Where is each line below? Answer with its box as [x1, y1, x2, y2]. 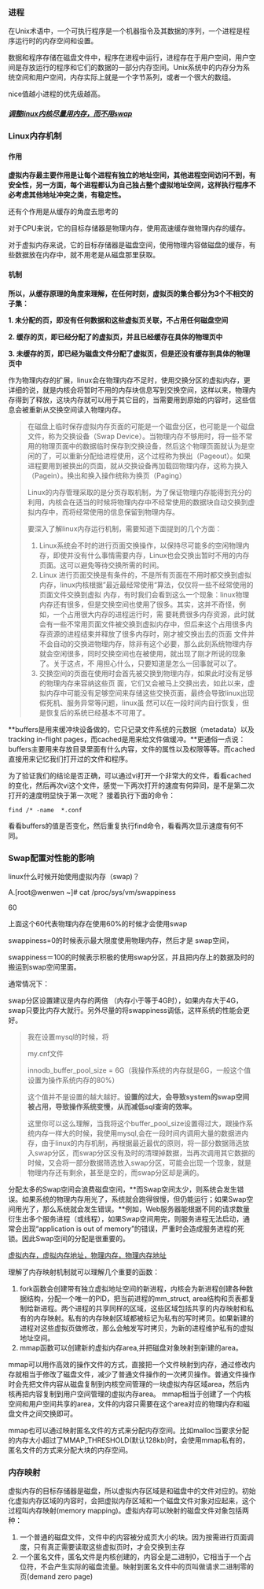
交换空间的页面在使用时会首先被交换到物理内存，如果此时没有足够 [38, 668, 253, 678]
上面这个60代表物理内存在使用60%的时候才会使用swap [8, 918, 188, 928]
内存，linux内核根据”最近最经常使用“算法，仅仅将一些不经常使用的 [38, 580, 254, 589]
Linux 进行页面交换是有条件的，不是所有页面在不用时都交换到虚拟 [38, 570, 252, 579]
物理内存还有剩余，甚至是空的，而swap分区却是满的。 [27, 1167, 204, 1177]
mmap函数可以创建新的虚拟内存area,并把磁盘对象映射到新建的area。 [19, 1343, 243, 1352]
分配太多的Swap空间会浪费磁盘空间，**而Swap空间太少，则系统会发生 [8, 1184, 237, 1194]
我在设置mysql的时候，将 [27, 1032, 110, 1041]
